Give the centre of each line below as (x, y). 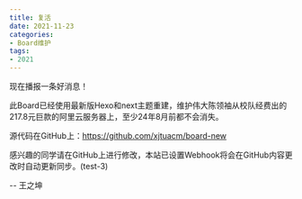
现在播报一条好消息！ (49, 86)
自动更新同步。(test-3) (67, 166)
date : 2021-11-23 (42, 26)
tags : (19, 51)
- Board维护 (30, 43)
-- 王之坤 (26, 185)
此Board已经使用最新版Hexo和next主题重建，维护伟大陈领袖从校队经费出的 (148, 105)
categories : (31, 34)
